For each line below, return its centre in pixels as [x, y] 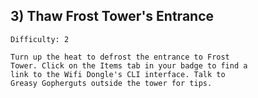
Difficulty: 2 [40, 39]
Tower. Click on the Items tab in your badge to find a [129, 65]
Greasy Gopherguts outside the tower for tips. [111, 83]
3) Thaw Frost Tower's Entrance [112, 16]
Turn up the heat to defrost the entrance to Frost [120, 57]
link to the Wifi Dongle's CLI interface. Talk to [118, 74]
